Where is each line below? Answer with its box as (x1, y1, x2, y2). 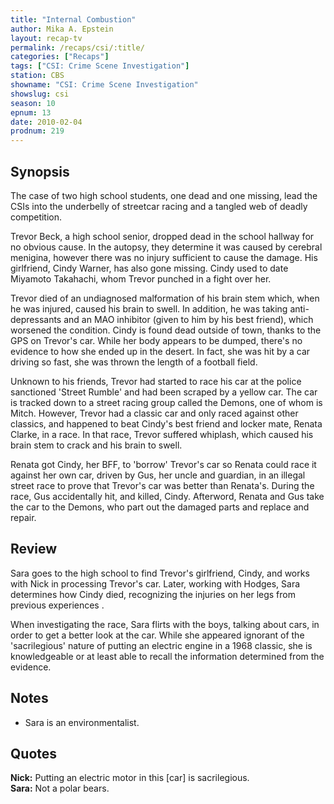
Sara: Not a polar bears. (10, 782, 110, 795)
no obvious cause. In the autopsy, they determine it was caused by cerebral (10, 241, 323, 253)
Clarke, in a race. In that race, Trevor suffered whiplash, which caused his (10, 428, 314, 440)
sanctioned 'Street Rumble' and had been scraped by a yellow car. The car (10, 386, 318, 398)
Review (10, 541, 58, 558)
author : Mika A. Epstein (10, 24, 114, 34)
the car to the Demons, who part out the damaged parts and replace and (10, 501, 310, 513)
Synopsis (10, 163, 70, 180)
